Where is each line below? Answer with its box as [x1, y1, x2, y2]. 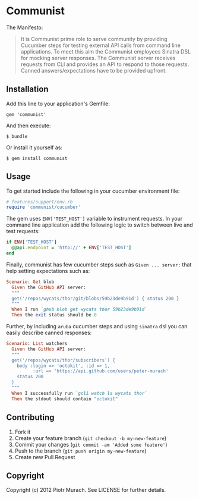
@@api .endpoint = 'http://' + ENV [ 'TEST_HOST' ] [11, 245, 132, 251]
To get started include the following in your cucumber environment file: [6, 187, 180, 194]
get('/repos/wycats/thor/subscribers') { [11, 357, 116, 363]
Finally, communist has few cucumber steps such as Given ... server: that [6, 261, 192, 268]
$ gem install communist [6, 155, 68, 161]
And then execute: [6, 122, 51, 129]
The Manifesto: [6, 24, 43, 31]
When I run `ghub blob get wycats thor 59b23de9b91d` [11, 306, 147, 313]
